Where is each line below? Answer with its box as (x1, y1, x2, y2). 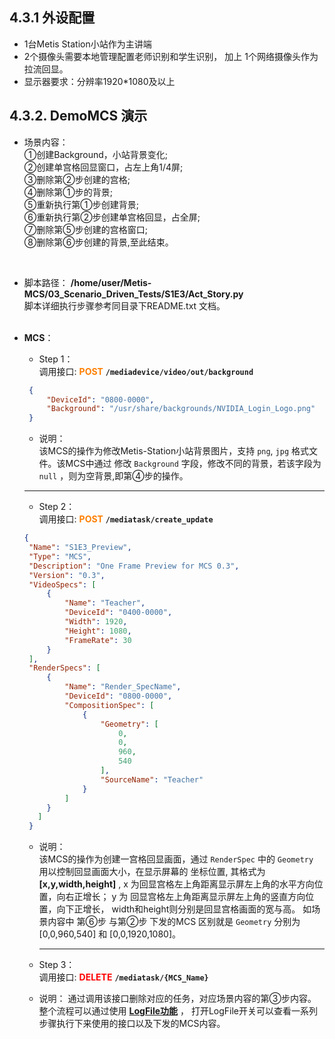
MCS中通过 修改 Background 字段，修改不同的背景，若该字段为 (65, 458, 322, 470)
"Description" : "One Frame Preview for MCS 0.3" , (28, 561, 240, 571)
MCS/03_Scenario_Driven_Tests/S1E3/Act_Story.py (23, 288, 244, 300)
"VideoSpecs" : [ (28, 579, 97, 590)
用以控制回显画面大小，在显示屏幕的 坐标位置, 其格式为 (38, 866, 266, 878)
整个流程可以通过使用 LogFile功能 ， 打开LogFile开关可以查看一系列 (38, 1005, 319, 1017)
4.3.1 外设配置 (9, 9, 96, 27)
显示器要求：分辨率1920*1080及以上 (23, 75, 176, 87)
